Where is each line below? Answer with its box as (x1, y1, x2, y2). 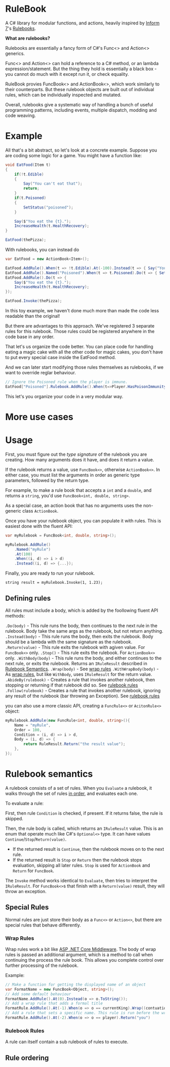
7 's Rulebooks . (5, 25, 36, 31)
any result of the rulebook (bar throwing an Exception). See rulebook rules (5, 693, 160, 699)
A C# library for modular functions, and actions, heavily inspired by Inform (5, 20, 160, 26)
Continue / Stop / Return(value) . (5, 836, 67, 842)
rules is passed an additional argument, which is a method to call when (5, 952, 153, 958)
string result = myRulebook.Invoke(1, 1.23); (5, 580, 103, 585)
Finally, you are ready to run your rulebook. (5, 570, 95, 576)
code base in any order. (5, 334, 55, 340)
